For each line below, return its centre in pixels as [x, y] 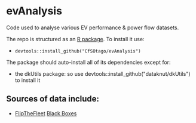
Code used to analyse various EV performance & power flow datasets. [93, 27]
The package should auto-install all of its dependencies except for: [88, 62]
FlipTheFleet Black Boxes [46, 113]
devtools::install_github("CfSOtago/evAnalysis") [78, 51]
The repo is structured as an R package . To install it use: [75, 39]
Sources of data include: [53, 99]
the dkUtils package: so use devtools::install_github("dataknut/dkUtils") [102, 73]
